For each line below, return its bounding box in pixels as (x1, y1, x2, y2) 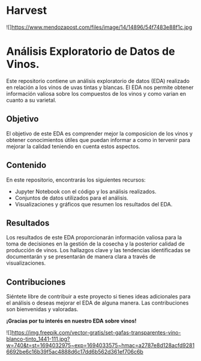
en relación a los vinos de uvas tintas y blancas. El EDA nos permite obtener (6, 84, 194, 91)
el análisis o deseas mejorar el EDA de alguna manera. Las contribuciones (6, 299, 189, 307)
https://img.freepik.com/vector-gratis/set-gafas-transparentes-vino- (11, 329, 181, 336)
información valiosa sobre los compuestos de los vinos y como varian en (6, 90, 187, 97)
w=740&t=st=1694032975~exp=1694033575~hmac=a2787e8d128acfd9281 (6, 342, 195, 349)
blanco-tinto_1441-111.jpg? (6, 335, 70, 343)
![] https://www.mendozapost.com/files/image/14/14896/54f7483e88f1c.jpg (6, 23, 193, 31)
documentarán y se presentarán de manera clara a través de (6, 253, 156, 261)
